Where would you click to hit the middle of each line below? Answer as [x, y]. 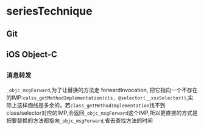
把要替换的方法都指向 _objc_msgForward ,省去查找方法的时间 [80, 120]
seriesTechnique [49, 11]
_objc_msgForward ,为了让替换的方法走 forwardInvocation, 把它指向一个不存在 [102, 90]
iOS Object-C [32, 54]
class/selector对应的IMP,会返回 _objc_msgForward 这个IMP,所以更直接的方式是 [102, 113]
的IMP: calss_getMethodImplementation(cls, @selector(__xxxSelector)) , [97, 97]
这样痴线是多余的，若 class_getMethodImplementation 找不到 [91, 105]
